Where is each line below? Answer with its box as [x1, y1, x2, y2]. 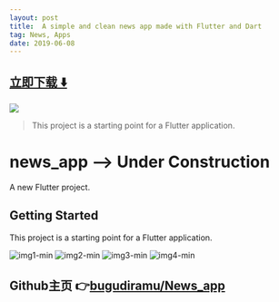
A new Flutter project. [9, 182, 91, 192]
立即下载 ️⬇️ [9, 74, 68, 90]
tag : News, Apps [9, 30, 71, 39]
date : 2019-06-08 [9, 38, 75, 48]
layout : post [9, 13, 59, 23]
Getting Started [9, 208, 99, 223]
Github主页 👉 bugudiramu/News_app [9, 278, 225, 294]
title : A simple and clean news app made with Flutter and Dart [9, 22, 262, 31]
